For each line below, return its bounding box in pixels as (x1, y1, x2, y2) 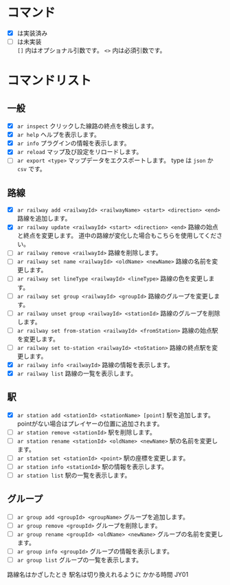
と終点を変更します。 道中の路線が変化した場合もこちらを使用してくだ (16, 232, 217, 240)
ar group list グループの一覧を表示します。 (16, 556, 143, 564)
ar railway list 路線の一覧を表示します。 (16, 369, 137, 377)
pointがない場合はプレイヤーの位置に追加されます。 (16, 419, 163, 428)
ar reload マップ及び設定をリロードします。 (16, 148, 143, 156)
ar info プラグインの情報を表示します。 (16, 139, 130, 147)
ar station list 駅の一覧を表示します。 (16, 471, 131, 479)
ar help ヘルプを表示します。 (16, 131, 101, 139)
